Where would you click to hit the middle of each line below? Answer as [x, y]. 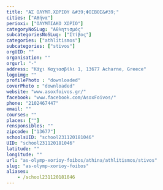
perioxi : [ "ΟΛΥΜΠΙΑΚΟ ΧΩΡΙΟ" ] [45, 23]
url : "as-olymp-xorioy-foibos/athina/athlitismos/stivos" [82, 160]
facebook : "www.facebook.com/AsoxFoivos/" [61, 97]
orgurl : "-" [21, 63]
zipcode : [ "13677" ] [31, 132]
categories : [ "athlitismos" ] [44, 40]
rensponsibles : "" [30, 126]
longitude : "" [25, 154]
